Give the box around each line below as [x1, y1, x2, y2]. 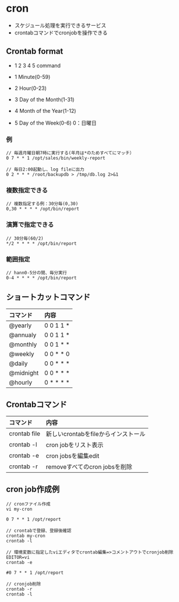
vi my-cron [6, 506, 33, 513]
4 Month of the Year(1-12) [14, 107, 76, 114]
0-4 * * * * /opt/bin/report [6, 275, 77, 281]
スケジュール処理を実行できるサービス [14, 22, 107, 29]
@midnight [9, 369, 39, 377]
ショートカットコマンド [6, 292, 90, 302]
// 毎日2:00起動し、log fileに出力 [6, 167, 85, 172]
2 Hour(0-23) [14, 84, 47, 92]
